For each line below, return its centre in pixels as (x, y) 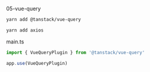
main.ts (15, 42)
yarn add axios (25, 30)
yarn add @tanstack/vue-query (44, 20)
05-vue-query (24, 9)
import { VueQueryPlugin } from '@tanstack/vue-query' (76, 52)
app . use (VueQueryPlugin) (37, 63)
